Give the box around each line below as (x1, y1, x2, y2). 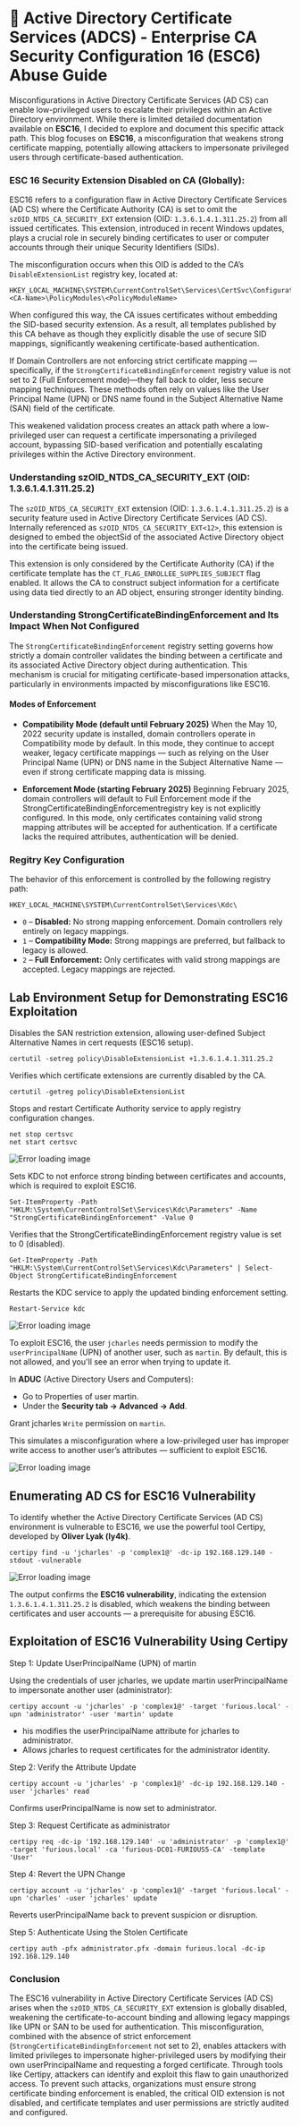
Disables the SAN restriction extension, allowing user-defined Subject (9, 1028, 266, 1039)
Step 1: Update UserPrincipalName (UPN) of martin (9, 1657, 196, 1668)
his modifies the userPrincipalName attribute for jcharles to (21, 1725, 240, 1736)
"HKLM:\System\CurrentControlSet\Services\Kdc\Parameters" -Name (9, 1205, 257, 1215)
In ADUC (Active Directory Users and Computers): (9, 1373, 194, 1385)
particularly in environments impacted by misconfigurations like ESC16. (9, 678, 271, 689)
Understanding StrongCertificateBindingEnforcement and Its (9, 608, 279, 621)
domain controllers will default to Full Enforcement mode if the (21, 794, 252, 804)
